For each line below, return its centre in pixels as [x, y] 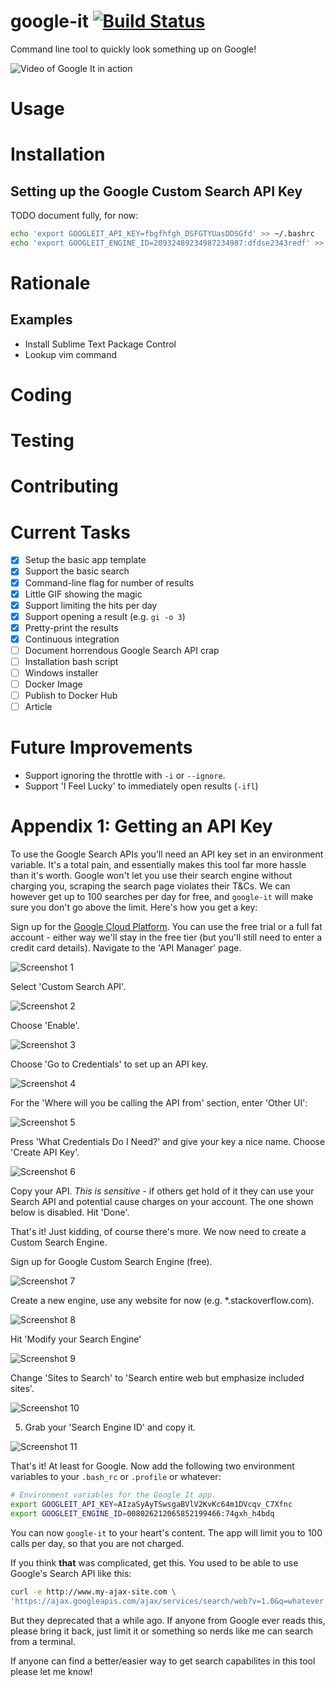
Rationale [50, 283]
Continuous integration [72, 639]
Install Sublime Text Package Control [100, 344]
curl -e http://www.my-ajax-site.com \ [93, 1591]
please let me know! [51, 1671]
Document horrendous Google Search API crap [122, 650]
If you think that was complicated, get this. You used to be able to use [154, 1562]
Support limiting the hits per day [91, 605]
